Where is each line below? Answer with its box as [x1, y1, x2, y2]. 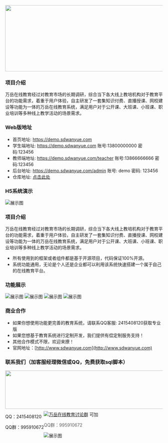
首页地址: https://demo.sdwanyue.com [12, 136, 92, 142]
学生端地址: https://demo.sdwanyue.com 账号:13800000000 [12, 142, 137, 148]
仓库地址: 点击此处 [12, 173, 50, 179]
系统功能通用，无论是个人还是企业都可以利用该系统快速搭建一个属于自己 [12, 261, 161, 267]
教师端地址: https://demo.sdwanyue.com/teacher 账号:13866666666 [12, 155, 154, 161]
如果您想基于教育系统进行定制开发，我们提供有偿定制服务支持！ [12, 332, 144, 338]
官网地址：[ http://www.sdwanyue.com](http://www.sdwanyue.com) [12, 344, 152, 350]
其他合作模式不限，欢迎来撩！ [12, 338, 74, 344]
